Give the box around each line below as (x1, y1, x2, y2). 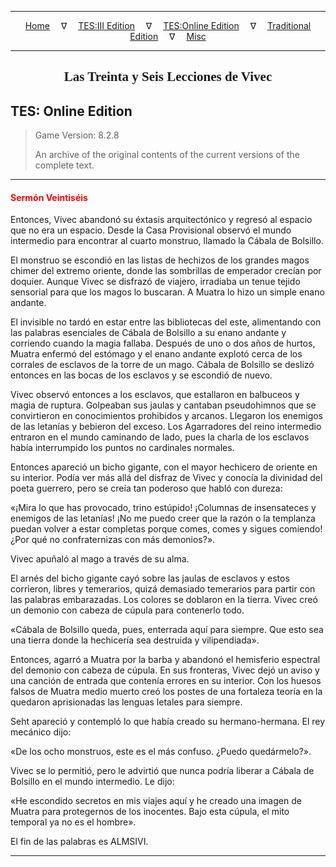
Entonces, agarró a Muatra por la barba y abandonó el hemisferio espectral (10, 654, 321, 666)
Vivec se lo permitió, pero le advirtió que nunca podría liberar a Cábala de (10, 765, 315, 777)
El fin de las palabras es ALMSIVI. (10, 836, 149, 848)
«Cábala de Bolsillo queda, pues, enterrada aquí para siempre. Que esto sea (10, 624, 324, 636)
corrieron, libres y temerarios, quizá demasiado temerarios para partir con (10, 583, 316, 595)
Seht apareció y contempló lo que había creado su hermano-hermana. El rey (10, 716, 326, 728)
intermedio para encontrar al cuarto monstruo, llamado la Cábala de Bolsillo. (10, 235, 324, 247)
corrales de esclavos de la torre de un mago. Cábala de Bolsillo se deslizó (10, 359, 315, 371)
